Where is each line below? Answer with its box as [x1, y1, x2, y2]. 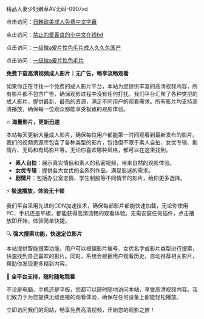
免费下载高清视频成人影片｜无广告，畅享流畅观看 [6, 70, 129, 77]
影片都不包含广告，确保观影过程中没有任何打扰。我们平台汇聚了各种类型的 [11, 90, 198, 97]
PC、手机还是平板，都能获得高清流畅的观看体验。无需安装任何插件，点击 [6, 210, 189, 217]
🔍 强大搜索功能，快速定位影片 [6, 230, 83, 237]
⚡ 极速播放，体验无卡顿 [6, 187, 65, 194]
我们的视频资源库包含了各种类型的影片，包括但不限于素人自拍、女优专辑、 [6, 139, 192, 146]
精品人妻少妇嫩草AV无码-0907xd [6, 5, 88, 12]
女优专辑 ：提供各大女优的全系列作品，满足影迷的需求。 [15, 167, 154, 174]
